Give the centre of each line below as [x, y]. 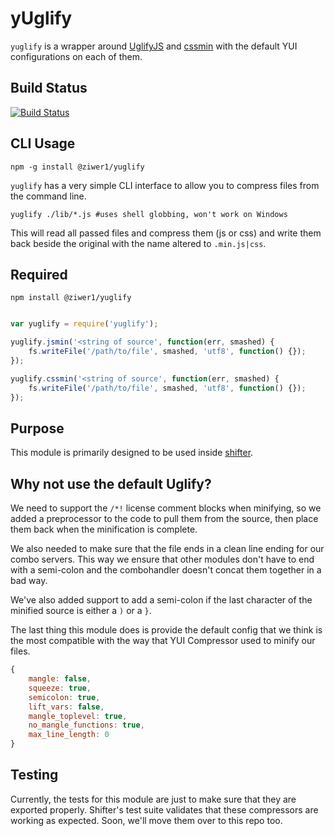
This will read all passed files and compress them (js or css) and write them [166, 233]
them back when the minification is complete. [104, 529]
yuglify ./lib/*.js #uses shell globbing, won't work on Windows [149, 214]
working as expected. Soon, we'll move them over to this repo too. [146, 820]
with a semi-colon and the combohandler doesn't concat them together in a [166, 570]
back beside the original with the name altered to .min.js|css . [138, 243]
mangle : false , [60, 679]
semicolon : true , [64, 697]
